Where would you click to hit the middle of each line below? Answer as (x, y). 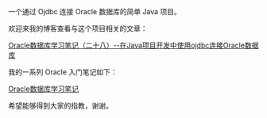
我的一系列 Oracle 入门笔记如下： (63, 72)
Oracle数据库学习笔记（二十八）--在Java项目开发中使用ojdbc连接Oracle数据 (133, 45)
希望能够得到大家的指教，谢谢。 (60, 106)
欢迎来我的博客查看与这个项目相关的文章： (78, 29)
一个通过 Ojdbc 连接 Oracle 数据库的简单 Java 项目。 (95, 11)
